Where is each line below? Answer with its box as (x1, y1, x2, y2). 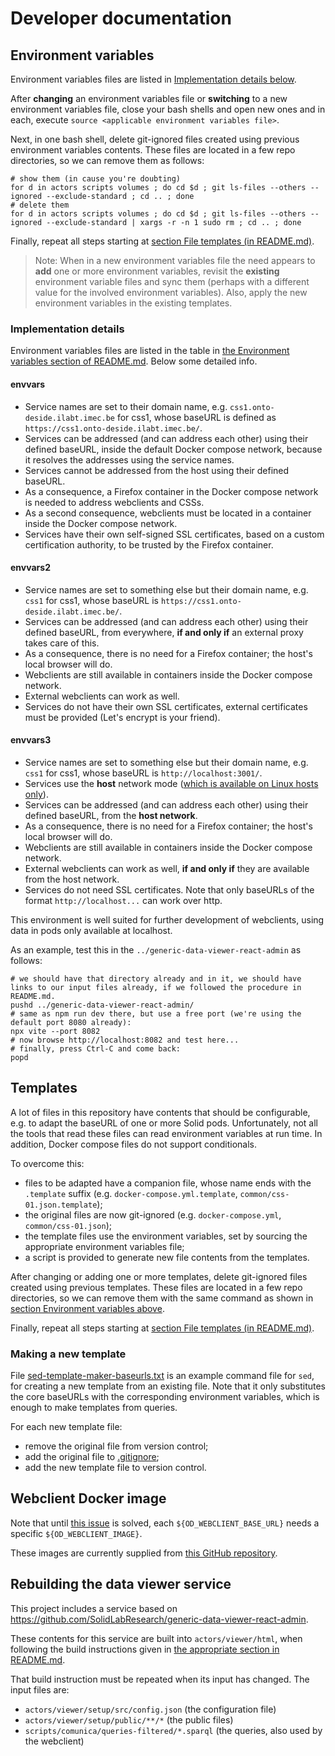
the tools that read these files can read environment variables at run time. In (10, 1127, 323, 1139)
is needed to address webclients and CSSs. (24, 496, 205, 508)
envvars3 (10, 734, 52, 746)
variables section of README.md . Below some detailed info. (10, 355, 258, 367)
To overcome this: (10, 1157, 85, 1169)
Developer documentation (10, 7, 232, 30)
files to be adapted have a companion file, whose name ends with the (24, 1177, 312, 1189)
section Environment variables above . (10, 1302, 165, 1314)
